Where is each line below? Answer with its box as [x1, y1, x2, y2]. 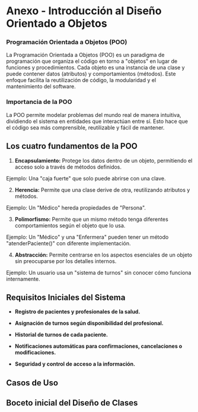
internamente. [6, 275, 40, 283]
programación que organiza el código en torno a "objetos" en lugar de [6, 58, 178, 65]
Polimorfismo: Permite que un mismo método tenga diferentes [14, 215, 169, 223]
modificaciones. [14, 349, 56, 356]
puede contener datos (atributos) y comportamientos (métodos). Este [6, 70, 176, 78]
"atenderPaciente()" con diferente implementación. [6, 239, 131, 247]
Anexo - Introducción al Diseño [6, 4, 162, 18]
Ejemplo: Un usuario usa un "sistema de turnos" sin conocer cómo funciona [6, 269, 191, 276]
